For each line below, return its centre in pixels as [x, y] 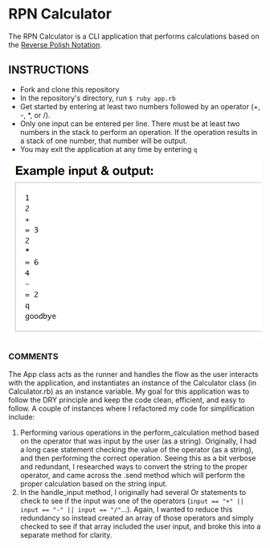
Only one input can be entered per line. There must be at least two [130, 123]
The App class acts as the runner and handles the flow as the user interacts [133, 374]
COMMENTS [33, 357]
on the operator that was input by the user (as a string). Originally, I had [138, 441]
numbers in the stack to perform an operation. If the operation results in [139, 132]
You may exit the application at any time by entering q [108, 149]
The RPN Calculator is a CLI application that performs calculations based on [134, 36]
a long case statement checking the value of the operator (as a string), [137, 449]
